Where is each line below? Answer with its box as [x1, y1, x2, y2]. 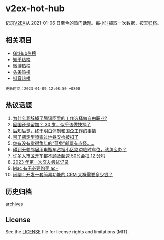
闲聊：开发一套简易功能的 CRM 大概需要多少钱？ [12, 171, 113, 177]
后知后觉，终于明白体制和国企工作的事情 [12, 128, 96, 134]
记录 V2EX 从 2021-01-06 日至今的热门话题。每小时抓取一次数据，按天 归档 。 [5, 20, 162, 26]
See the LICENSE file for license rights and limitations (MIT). [5, 229, 129, 235]
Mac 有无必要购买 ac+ [12, 165, 59, 171]
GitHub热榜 [12, 50, 36, 56]
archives [5, 201, 23, 207]
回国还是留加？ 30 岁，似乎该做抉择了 [12, 121, 91, 127]
